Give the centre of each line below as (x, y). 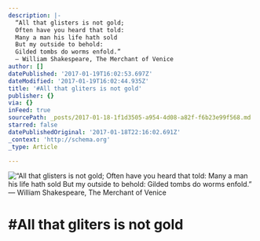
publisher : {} (31, 96)
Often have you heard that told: (70, 30)
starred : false (33, 125)
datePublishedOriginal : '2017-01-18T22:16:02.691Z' (94, 132)
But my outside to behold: (59, 45)
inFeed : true (29, 111)
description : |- (35, 15)
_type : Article (33, 147)
